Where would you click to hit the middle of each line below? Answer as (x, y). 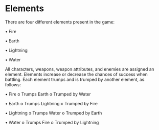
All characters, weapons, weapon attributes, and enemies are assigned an (80, 69)
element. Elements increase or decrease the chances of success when (76, 74)
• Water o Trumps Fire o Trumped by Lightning (52, 122)
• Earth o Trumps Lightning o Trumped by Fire (51, 103)
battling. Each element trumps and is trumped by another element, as (75, 79)
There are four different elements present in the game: (60, 22)
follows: (13, 84)
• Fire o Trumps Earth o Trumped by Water (48, 94)
